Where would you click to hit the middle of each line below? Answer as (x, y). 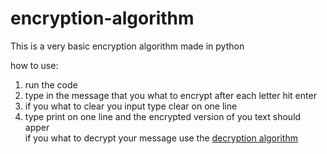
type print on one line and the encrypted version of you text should (163, 116)
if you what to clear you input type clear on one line (131, 106)
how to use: (34, 65)
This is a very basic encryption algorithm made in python (127, 46)
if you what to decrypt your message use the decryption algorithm (161, 138)
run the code (51, 84)
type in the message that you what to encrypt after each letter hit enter (170, 95)
